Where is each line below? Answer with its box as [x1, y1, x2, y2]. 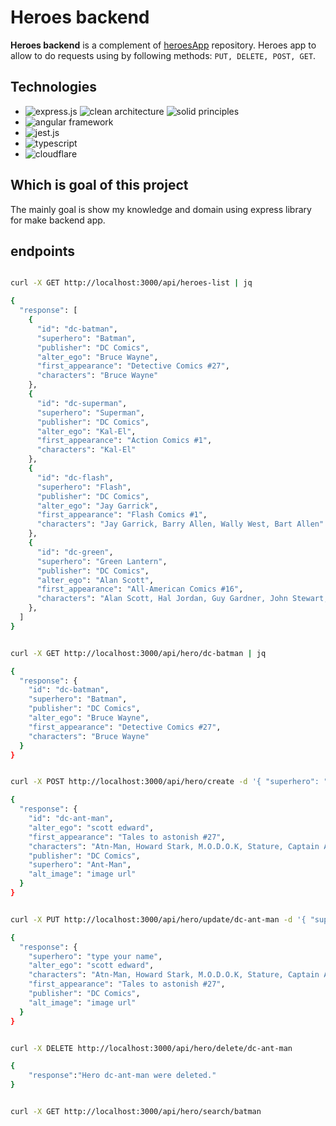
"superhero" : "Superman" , [36, 407, 145, 418]
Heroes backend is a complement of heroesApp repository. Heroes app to [10, 39, 317, 51]
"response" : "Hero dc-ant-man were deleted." [28, 1071, 217, 1081]
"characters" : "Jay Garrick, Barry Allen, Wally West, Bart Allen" [36, 519, 325, 530]
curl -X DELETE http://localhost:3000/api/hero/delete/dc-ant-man [10, 1043, 293, 1053]
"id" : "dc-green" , [36, 547, 114, 557]
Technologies [10, 79, 98, 96]
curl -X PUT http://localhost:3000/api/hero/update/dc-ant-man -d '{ [10, 914, 307, 925]
